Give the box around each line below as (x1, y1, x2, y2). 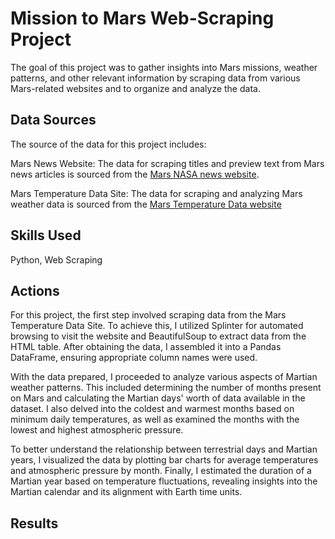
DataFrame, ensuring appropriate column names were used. (10, 352, 258, 364)
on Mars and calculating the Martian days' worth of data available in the (10, 392, 306, 404)
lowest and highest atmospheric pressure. (10, 424, 184, 436)
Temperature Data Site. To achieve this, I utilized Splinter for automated (10, 320, 304, 332)
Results (10, 515, 59, 532)
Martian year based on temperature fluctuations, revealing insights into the (10, 475, 318, 487)
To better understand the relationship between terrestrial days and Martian (10, 443, 318, 456)
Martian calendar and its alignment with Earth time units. (10, 486, 243, 498)
